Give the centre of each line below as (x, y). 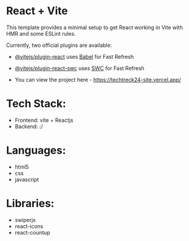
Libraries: (30, 204)
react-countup (32, 232)
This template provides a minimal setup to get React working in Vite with (94, 27)
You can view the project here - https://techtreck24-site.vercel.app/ (98, 80)
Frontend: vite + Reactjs (44, 120)
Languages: (36, 150)
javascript (27, 179)
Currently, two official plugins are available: (59, 45)
